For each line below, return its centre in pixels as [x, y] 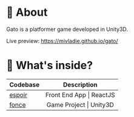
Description [80, 84]
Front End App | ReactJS [80, 95]
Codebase [25, 84]
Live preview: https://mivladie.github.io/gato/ [62, 41]
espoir [18, 95]
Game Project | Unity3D [80, 104]
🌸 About [27, 12]
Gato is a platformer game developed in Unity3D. [67, 29]
